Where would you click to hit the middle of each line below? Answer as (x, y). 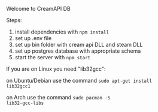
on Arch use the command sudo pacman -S (58, 97)
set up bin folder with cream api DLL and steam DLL (79, 45)
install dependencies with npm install (62, 32)
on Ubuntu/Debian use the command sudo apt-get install (79, 81)
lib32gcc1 (19, 86)
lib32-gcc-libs (25, 103)
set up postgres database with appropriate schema (78, 51)
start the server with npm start (53, 57)
